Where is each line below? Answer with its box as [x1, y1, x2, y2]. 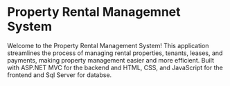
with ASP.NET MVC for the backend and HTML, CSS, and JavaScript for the [7, 63, 223, 72]
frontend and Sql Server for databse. [7, 70, 112, 79]
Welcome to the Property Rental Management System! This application [7, 41, 209, 50]
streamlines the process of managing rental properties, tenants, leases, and [7, 49, 223, 57]
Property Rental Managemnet [7, 4, 182, 20]
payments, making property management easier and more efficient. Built [7, 56, 215, 64]
